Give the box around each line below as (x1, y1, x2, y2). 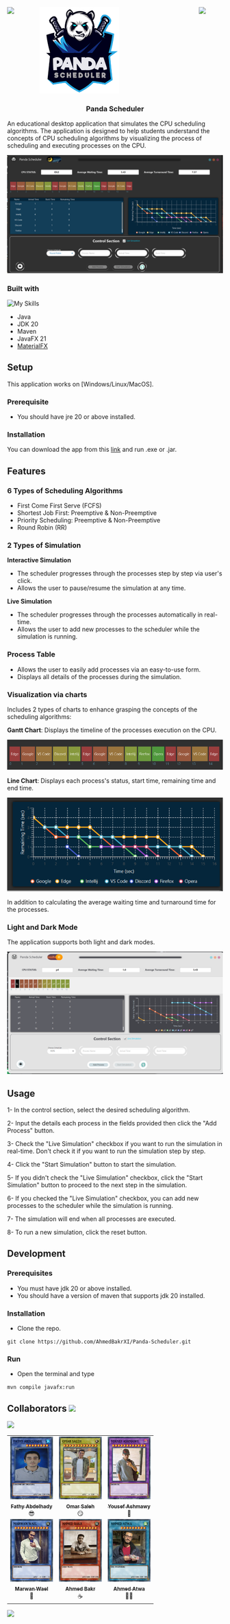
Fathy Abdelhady (10, 1503, 53, 1510)
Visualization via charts (7, 689, 88, 699)
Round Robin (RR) (16, 523, 67, 531)
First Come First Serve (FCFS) (16, 501, 102, 510)
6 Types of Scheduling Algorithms (7, 485, 123, 495)
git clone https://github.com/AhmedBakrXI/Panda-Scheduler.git (7, 1338, 192, 1345)
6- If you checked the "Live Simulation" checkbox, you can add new (7, 1194, 199, 1202)
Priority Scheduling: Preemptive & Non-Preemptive (16, 516, 161, 525)
